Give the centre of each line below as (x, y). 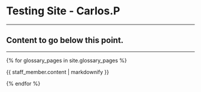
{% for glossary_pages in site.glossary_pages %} (67, 60)
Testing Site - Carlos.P (63, 11)
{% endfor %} (23, 83)
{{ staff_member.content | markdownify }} (58, 72)
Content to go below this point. (65, 40)
